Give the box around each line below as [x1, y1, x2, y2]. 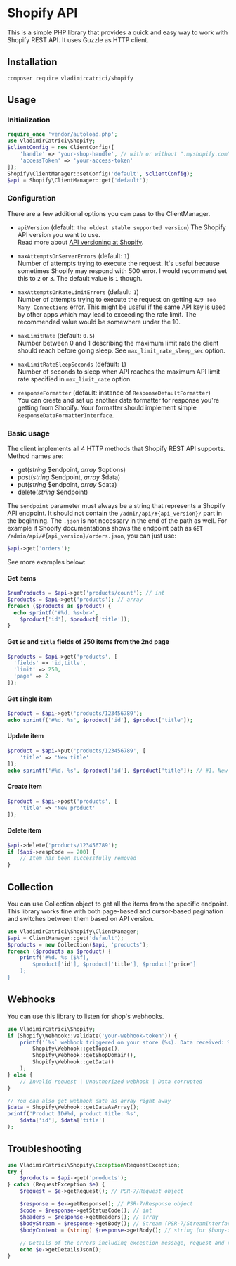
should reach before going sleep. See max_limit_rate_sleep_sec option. [17, 346, 225, 355]
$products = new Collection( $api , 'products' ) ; [7, 941, 150, 948]
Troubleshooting [7, 1143, 82, 1155]
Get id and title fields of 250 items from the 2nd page [7, 637, 170, 645]
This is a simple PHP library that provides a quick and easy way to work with [7, 28, 228, 37]
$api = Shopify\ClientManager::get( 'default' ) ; [7, 177, 150, 184]
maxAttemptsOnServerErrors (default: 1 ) [17, 251, 130, 260]
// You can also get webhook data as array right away [7, 1097, 171, 1104]
